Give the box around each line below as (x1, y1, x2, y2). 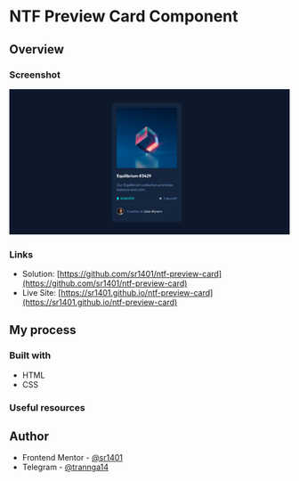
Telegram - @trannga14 (21, 461, 109, 473)
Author (9, 429, 49, 444)
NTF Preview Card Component (9, 6, 238, 27)
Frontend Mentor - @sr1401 (21, 452, 123, 463)
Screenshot (9, 69, 61, 81)
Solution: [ (21, 269, 61, 280)
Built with (9, 349, 52, 362)
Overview (9, 42, 65, 57)
